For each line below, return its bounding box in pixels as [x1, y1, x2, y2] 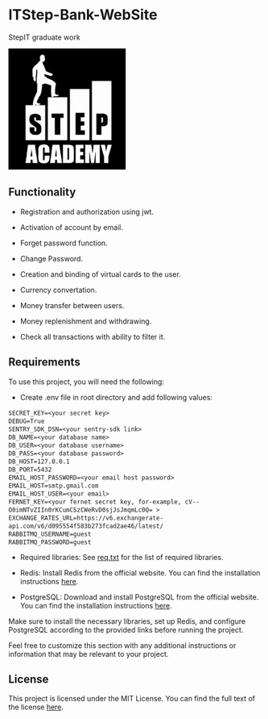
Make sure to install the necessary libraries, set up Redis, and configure [8, 616, 246, 626]
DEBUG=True [8, 417, 45, 425]
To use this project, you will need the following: [8, 377, 165, 387]
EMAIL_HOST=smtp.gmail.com [8, 482, 99, 490]
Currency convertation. [19, 285, 97, 295]
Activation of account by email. [19, 222, 123, 232]
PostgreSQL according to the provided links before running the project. [8, 625, 244, 634]
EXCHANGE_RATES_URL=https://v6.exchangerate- [8, 514, 163, 522]
